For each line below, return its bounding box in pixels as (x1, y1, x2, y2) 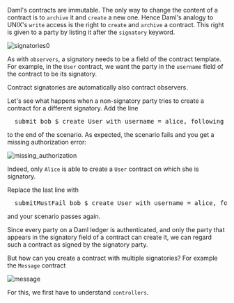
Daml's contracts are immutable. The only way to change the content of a (7, 6, 218, 14)
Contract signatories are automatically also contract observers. (7, 83, 188, 91)
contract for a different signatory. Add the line (7, 104, 139, 112)
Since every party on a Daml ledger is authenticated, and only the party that (7, 226, 225, 234)
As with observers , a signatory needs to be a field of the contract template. (7, 55, 221, 63)
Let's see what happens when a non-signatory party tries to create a (7, 97, 204, 105)
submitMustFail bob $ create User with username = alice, (14, 199, 217, 207)
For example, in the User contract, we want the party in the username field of (7, 63, 224, 70)
